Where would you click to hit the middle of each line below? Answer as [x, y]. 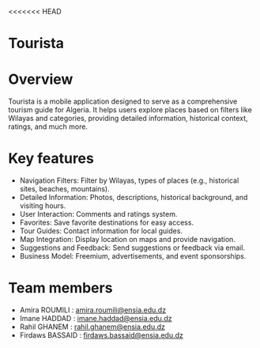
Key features [51, 159]
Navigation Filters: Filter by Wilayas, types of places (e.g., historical [129, 180]
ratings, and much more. [48, 127]
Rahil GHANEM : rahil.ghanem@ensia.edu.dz [92, 327]
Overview [41, 79]
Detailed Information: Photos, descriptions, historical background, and [134, 198]
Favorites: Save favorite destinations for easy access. [107, 223]
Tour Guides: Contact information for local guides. [101, 231]
